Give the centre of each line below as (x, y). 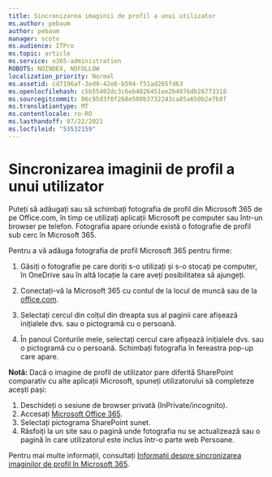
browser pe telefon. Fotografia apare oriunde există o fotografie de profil (130, 226)
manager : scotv (34, 39)
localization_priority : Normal (61, 76)
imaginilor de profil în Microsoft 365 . (69, 464)
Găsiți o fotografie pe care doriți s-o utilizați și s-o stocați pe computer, (138, 266)
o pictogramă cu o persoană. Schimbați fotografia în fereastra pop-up (137, 348)
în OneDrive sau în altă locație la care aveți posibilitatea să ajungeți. (133, 275)
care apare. (39, 356)
